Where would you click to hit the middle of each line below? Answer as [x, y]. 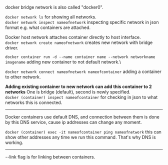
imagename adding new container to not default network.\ [63, 62]
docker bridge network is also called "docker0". [54, 7]
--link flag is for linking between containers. [50, 157]
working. [14, 142]
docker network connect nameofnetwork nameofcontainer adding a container [83, 71]
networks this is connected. [34, 102]
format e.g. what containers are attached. [48, 27]
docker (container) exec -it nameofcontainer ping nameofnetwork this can [83, 132]
